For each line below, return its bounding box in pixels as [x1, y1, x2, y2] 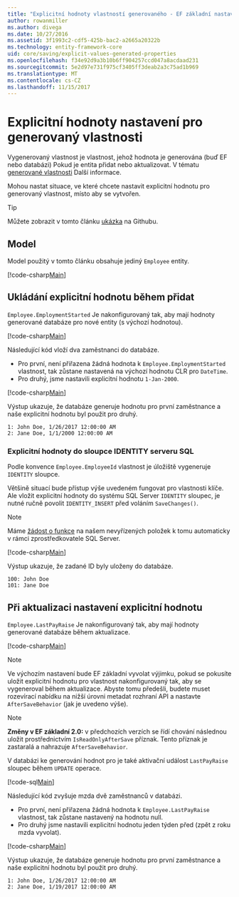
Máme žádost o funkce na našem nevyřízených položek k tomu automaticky [7, 527, 230, 535]
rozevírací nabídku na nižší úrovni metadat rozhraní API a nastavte [7, 691, 201, 700]
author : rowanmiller [7, 17, 69, 24]
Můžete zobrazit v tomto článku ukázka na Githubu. [7, 217, 159, 225]
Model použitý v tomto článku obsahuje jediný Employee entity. [7, 257, 190, 265]
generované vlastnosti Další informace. [7, 168, 122, 177]
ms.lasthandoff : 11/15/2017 [7, 83, 91, 91]
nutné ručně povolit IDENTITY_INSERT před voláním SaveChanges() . [7, 499, 199, 507]
